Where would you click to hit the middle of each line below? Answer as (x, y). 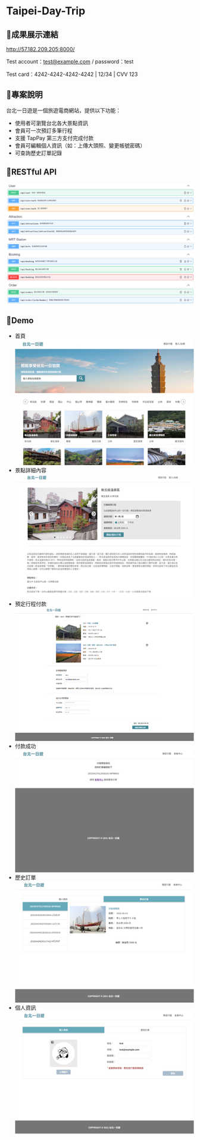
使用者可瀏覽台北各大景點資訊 (51, 123)
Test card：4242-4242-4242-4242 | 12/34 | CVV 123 (72, 74)
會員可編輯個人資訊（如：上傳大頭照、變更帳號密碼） (80, 145)
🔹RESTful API (32, 172)
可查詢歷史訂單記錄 (38, 153)
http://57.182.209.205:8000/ (41, 49)
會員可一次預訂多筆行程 (43, 130)
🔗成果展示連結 (32, 34)
